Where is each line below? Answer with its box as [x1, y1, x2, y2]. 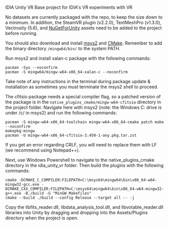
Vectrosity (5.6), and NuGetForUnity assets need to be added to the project [5, 25, 162, 31]
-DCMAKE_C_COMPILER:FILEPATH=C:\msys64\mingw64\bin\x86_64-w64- [18, 177, 157, 182]
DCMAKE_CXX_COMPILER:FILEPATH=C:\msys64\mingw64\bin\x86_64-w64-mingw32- [5, 186, 164, 192]
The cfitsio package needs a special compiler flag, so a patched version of [5, 94, 161, 99]
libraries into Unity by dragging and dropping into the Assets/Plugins [5, 210, 148, 215]
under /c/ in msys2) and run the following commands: [5, 110, 117, 116]
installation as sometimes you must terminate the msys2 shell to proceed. [5, 84, 158, 90]
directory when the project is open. [5, 215, 78, 221]
